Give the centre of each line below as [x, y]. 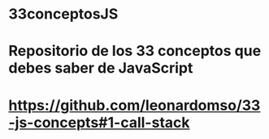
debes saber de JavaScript [101, 68]
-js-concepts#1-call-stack [99, 122]
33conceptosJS [63, 14]
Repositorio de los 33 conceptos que [135, 51]
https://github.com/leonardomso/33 [134, 105]
